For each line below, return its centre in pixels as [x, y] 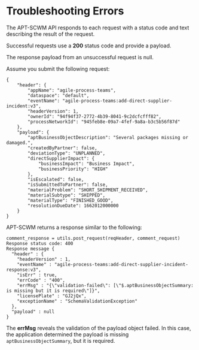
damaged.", [20, 143]
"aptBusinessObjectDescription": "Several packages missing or [108, 137]
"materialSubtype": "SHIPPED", [67, 195]
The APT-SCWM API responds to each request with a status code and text [98, 28]
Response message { [30, 249]
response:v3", [24, 270]
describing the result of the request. [50, 34]
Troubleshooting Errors [65, 11]
